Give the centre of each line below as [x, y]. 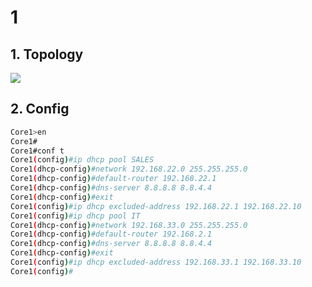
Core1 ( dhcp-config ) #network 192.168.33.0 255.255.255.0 [129, 225]
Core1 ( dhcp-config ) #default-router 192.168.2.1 [111, 234]
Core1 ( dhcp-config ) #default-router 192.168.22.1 [113, 179]
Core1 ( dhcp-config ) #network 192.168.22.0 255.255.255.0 [129, 169]
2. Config [40, 109]
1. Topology [47, 54]
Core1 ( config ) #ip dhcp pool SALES [82, 160]
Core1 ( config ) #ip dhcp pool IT [75, 216]
